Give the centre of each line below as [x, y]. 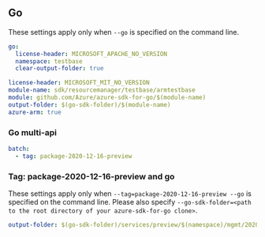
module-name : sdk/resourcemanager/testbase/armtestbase [102, 90]
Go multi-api [33, 132]
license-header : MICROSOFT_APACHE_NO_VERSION [91, 54]
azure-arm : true [35, 112]
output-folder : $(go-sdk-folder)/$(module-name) [90, 105]
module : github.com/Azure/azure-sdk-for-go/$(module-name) [107, 98]
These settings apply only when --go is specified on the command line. [123, 32]
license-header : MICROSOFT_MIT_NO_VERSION [79, 83]
